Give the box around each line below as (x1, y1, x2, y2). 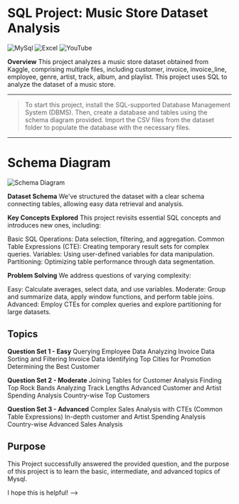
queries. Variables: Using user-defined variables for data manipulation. (7, 250, 215, 258)
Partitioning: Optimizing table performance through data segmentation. (7, 257, 216, 266)
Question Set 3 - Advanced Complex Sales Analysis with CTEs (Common (7, 404, 223, 413)
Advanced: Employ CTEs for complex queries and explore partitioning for (7, 300, 222, 309)
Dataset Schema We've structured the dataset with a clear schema (7, 192, 205, 200)
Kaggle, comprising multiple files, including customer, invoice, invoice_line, (7, 65, 227, 73)
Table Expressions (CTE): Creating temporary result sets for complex (7, 242, 210, 250)
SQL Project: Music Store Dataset (7, 5, 208, 21)
